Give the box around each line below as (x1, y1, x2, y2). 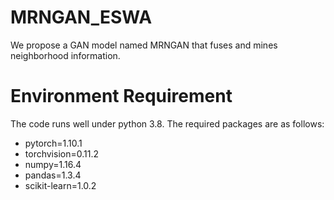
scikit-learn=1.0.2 (24, 179, 97, 191)
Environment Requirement (10, 85, 233, 108)
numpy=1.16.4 (24, 158, 82, 170)
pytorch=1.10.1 (24, 137, 83, 149)
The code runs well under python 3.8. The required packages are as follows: (10, 117, 325, 130)
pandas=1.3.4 (24, 169, 82, 181)
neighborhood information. (10, 49, 121, 61)
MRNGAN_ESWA (10, 6, 153, 29)
